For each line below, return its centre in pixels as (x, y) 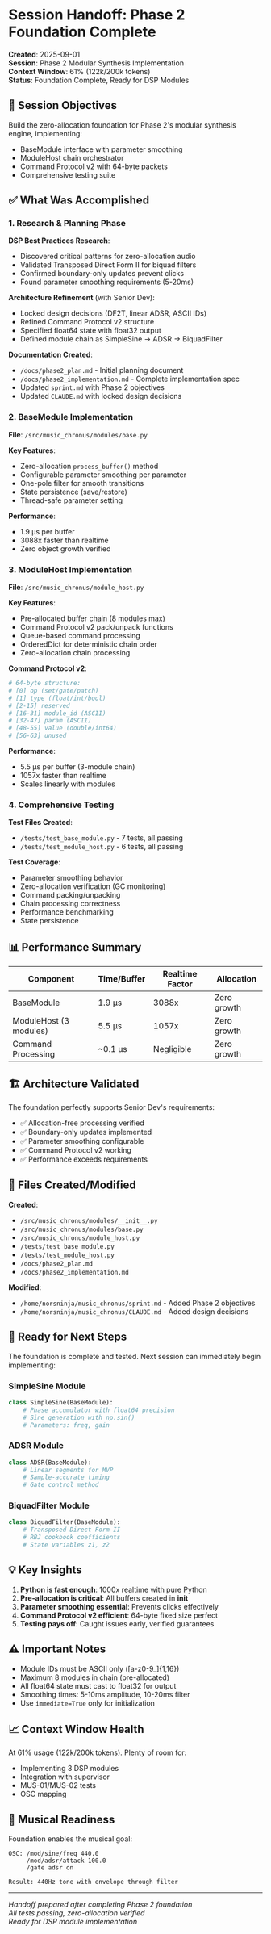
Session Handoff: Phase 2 (97, 15)
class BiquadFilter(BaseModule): (65, 1522)
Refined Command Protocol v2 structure (87, 322)
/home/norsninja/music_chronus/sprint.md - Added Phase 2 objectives (138, 1303)
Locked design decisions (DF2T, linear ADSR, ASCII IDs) (113, 313)
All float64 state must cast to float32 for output (98, 1685)
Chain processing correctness (70, 904)
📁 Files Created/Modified (72, 1185)
